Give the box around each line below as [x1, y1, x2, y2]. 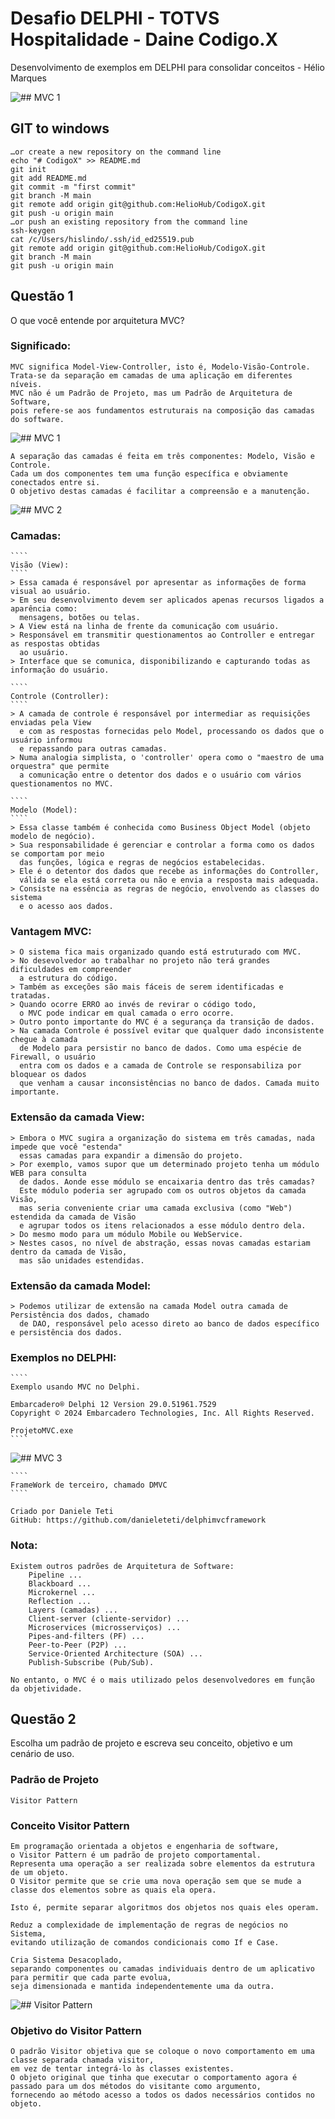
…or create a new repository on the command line [10, 147, 222, 157]
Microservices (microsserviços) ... [28, 1622, 182, 1632]
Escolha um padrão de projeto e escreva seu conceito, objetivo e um [10, 1737, 293, 1749]
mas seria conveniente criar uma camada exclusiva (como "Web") [19, 1203, 293, 1213]
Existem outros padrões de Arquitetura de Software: [10, 1561, 235, 1571]
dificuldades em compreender [10, 965, 132, 975]
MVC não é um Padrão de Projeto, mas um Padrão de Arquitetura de [10, 388, 293, 398]
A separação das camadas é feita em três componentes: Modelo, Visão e [10, 451, 315, 461]
